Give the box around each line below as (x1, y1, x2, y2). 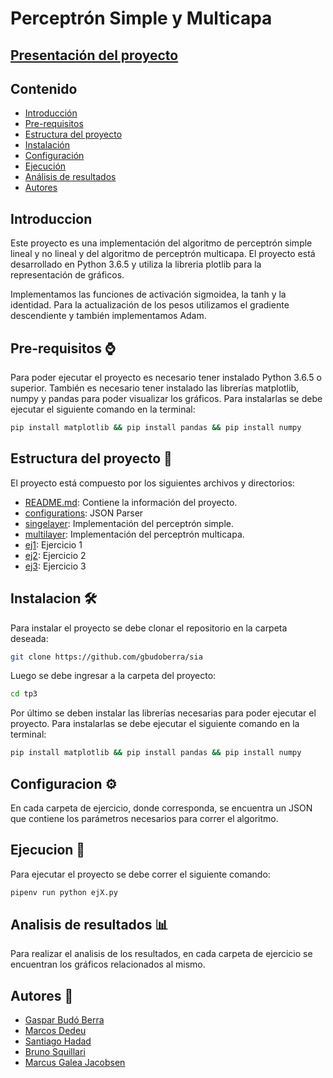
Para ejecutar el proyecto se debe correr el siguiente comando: (10, 868, 271, 880)
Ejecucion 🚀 (10, 842, 86, 859)
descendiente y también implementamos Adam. (10, 310, 207, 322)
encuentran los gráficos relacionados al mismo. (10, 958, 206, 971)
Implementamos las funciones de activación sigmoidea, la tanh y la (10, 288, 287, 301)
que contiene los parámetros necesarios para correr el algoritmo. (10, 812, 279, 824)
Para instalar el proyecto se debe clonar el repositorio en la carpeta (10, 622, 288, 634)
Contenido (10, 80, 78, 97)
